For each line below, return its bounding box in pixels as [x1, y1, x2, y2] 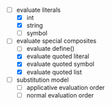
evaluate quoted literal [26, 52, 89, 60]
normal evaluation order [26, 91, 94, 99]
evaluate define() [26, 45, 75, 53]
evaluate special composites [16, 37, 97, 45]
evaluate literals [16, 6, 61, 14]
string [26, 21, 44, 30]
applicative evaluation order [26, 83, 105, 91]
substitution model [16, 75, 69, 84]
